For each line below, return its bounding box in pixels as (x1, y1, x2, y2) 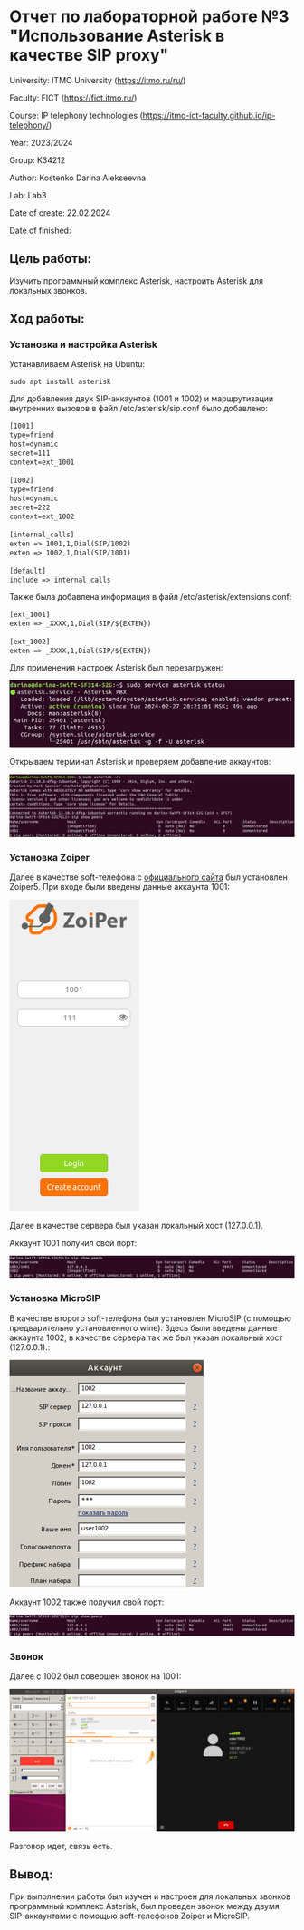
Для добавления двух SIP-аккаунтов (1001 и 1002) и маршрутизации (9, 393, 274, 404)
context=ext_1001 (9, 458, 75, 468)
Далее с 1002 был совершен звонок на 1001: (9, 1671, 182, 1682)
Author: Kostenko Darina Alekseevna (9, 172, 147, 183)
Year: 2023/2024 (9, 137, 74, 148)
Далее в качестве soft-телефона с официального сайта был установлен (9, 872, 288, 883)
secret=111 (9, 449, 51, 458)
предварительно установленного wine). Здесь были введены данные (9, 1322, 278, 1333)
